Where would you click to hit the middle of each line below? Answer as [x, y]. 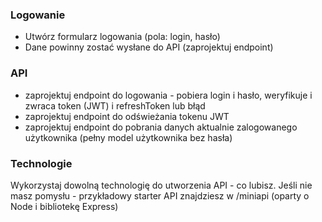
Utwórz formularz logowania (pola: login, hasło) [122, 37]
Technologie [41, 163]
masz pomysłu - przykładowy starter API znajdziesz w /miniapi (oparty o [160, 195]
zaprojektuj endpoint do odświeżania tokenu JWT [127, 116]
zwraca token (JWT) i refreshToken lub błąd [115, 105]
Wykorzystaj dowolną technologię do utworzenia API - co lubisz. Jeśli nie [161, 185]
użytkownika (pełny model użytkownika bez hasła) [128, 137]
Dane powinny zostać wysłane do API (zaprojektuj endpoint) [149, 47]
